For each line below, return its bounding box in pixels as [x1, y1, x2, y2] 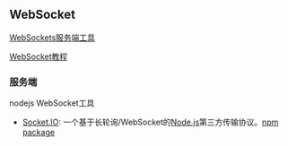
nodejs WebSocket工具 [9, 98, 95, 108]
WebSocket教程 [9, 51, 68, 62]
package [22, 127, 56, 138]
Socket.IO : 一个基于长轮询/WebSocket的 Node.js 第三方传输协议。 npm [22, 116, 279, 128]
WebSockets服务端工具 [9, 31, 96, 43]
